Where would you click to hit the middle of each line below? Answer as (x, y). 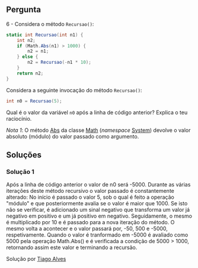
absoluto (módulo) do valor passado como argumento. (73, 136)
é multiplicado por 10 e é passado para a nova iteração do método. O (90, 222)
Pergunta (24, 10)
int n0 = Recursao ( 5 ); (34, 101)
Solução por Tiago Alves (36, 259)
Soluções (24, 155)
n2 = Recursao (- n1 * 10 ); (60, 62)
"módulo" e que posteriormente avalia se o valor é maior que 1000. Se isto (97, 204)
